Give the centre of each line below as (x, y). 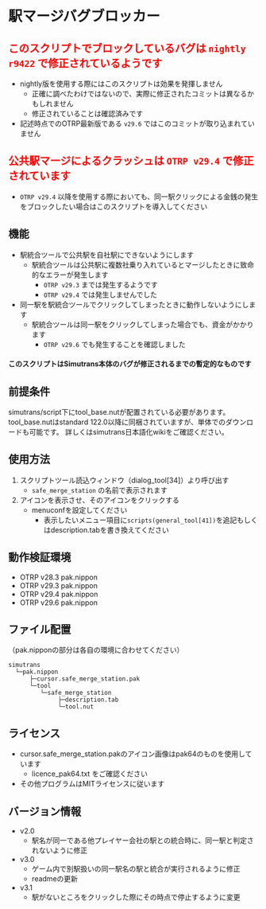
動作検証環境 (40, 558)
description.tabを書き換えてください (110, 529)
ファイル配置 (40, 630)
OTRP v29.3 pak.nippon (58, 585)
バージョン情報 (45, 811)
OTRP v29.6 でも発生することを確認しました (114, 344)
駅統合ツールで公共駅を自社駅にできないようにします (107, 255)
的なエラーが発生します (70, 275)
